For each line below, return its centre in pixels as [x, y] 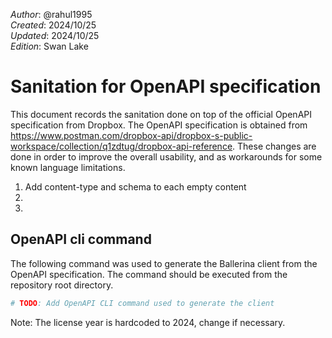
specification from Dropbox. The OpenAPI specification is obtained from [159, 125]
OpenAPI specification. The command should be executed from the [149, 274]
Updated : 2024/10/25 [55, 35]
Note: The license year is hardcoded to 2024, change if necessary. [148, 322]
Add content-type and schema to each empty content [135, 186]
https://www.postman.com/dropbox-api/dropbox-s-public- [131, 135]
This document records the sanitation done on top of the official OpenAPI [161, 114]
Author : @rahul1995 [51, 14]
